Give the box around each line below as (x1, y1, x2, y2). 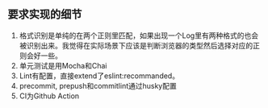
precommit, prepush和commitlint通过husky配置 (19, 81, 177, 90)
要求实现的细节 (7, 7, 82, 22)
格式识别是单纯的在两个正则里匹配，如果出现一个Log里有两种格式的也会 (19, 31, 259, 40)
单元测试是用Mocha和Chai (19, 60, 107, 70)
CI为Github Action (19, 91, 80, 101)
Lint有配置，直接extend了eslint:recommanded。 (19, 71, 179, 81)
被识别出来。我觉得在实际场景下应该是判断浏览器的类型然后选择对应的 (19, 40, 253, 50)
